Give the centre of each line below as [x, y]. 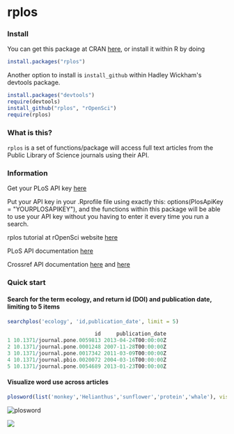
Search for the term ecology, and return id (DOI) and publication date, [110, 299]
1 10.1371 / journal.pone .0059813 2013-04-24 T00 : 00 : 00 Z [87, 341]
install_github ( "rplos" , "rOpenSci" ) [62, 109]
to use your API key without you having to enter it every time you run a [108, 217]
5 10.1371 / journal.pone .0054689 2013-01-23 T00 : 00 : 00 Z [87, 366]
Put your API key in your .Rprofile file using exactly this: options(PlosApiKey [115, 202]
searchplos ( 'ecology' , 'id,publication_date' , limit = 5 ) [93, 321]
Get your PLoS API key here [47, 188]
